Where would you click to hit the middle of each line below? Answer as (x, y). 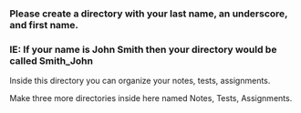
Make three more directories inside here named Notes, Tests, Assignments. (151, 98)
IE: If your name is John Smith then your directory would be (143, 49)
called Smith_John (52, 60)
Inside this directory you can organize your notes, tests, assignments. (140, 81)
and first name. (44, 25)
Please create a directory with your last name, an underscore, (149, 14)
